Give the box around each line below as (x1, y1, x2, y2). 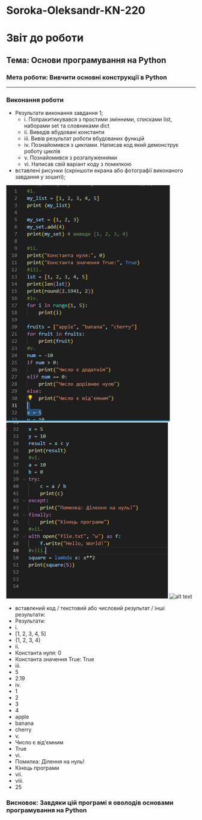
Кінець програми (14, 765, 60, 772)
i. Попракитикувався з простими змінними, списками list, (23, 116, 173, 123)
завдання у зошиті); (14, 173, 66, 180)
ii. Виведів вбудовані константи (23, 129, 105, 136)
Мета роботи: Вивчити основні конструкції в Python (6, 73, 167, 81)
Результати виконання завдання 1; (14, 109, 103, 117)
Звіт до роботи (6, 31, 84, 45)
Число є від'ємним (14, 739, 64, 746)
